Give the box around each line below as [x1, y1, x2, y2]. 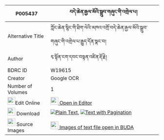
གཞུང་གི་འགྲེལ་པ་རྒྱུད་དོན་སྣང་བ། [50, 38, 106, 44]
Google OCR [50, 75, 79, 81]
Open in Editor [59, 100, 92, 106]
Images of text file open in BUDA [59, 124, 134, 131]
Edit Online [15, 100, 41, 106]
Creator [7, 75, 25, 81]
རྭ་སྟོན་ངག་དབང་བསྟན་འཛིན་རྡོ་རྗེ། [50, 54, 107, 60]
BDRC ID [7, 67, 28, 74]
